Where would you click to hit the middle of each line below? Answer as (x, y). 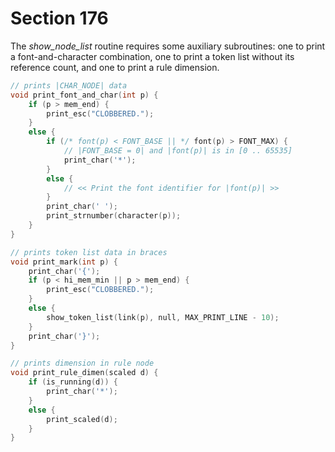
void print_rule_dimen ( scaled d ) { (84, 373)
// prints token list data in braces (89, 252)
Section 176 (59, 18)
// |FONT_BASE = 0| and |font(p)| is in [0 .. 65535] (178, 151)
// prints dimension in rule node (82, 363)
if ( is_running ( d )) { (73, 382)
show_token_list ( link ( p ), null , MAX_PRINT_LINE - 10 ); (163, 317)
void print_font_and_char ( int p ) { (84, 95)
